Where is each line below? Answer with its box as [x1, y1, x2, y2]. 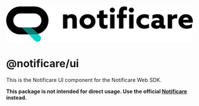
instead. [6, 94, 27, 101]
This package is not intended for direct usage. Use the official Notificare [6, 88, 188, 95]
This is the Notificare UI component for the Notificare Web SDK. [6, 76, 162, 83]
